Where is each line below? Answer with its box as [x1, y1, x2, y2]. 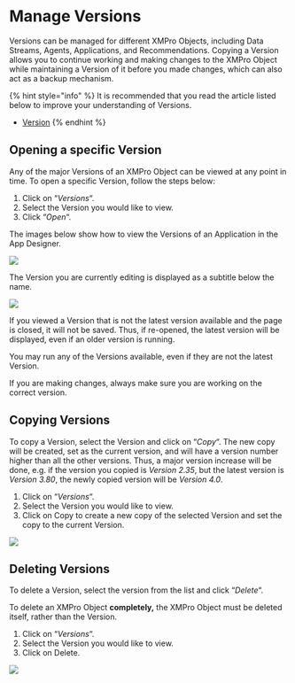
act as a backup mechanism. [9, 73, 114, 83]
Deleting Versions [9, 561, 111, 577]
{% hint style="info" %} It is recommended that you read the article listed [9, 90, 276, 101]
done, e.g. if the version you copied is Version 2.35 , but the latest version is [9, 464, 285, 475]
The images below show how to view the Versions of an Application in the [9, 229, 279, 239]
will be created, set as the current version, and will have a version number [9, 446, 279, 456]
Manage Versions [9, 6, 142, 27]
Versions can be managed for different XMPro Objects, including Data [9, 35, 264, 46]
